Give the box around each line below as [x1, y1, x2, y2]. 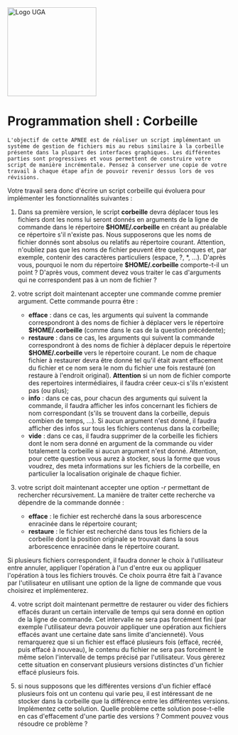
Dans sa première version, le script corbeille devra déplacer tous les [17, 208, 219, 216]
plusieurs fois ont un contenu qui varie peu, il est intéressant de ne [17, 689, 213, 697]
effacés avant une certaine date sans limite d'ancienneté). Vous [17, 630, 205, 638]
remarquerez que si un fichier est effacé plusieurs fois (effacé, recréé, [17, 638, 223, 646]
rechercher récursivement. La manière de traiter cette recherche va [17, 490, 215, 499]
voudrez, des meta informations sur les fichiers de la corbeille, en [28, 461, 220, 470]
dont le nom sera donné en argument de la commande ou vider [28, 439, 213, 447]
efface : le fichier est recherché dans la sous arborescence [28, 512, 202, 520]
